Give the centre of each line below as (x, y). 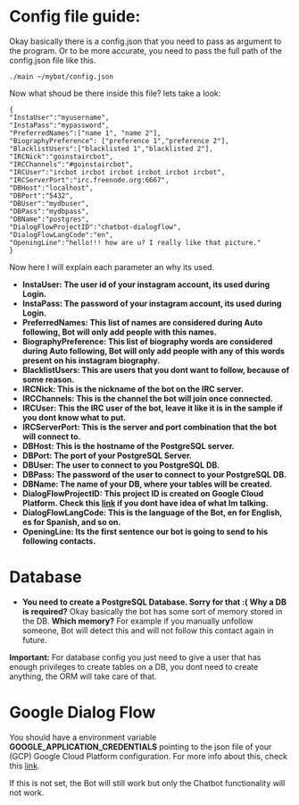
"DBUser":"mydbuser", (50, 203)
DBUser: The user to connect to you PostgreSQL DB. (121, 465)
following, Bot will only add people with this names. (119, 332)
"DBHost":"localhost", (51, 188)
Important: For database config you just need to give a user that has (135, 657)
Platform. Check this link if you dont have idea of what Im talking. (145, 503)
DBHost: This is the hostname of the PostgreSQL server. (128, 445)
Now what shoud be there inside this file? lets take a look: (115, 93)
